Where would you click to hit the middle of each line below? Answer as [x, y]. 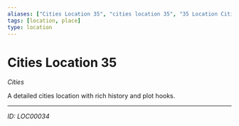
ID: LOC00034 [28, 116]
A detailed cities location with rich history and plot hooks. [91, 96]
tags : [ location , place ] [44, 21]
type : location [30, 27]
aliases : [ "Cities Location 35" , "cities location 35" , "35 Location [113, 14]
